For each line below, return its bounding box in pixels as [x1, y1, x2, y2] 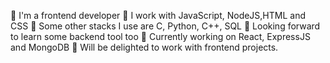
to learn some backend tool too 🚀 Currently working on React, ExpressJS [10, 31, 311, 42]
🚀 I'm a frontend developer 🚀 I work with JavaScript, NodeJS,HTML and [10, 10, 307, 21]
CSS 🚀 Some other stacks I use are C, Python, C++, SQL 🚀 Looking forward [10, 20, 321, 32]
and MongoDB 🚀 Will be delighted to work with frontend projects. [10, 41, 279, 53]
